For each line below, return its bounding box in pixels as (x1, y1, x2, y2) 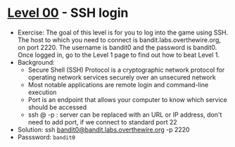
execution (27, 88, 57, 96)
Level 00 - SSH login (7, 5, 129, 21)
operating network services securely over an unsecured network (27, 72, 216, 82)
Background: (17, 58, 55, 66)
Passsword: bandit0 (17, 132, 76, 141)
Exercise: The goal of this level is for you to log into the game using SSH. (17, 28, 229, 37)
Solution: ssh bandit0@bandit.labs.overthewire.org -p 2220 (17, 125, 190, 134)
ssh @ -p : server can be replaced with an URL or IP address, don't (27, 110, 222, 119)
